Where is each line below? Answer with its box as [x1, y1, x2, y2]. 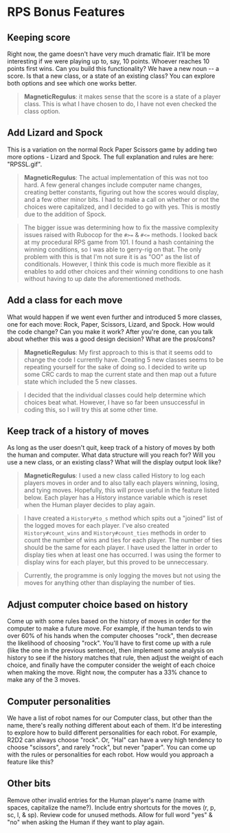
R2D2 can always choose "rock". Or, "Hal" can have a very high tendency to [7, 736, 222, 744]
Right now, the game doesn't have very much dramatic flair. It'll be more [7, 50, 211, 58]
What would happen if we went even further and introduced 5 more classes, [7, 313, 222, 321]
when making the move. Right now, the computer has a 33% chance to [7, 668, 207, 677]
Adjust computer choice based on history [7, 599, 189, 610]
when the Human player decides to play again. [23, 501, 156, 509]
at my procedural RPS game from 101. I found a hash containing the [23, 238, 214, 246]
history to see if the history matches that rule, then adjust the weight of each [7, 654, 224, 662]
